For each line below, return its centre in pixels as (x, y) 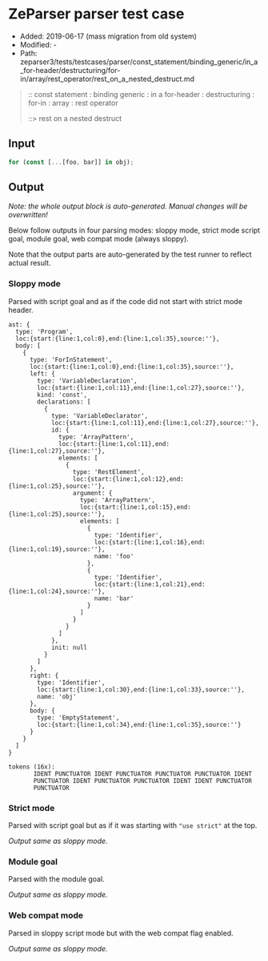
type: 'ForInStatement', (71, 359)
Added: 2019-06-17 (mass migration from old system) (108, 36)
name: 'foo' (114, 556)
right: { (44, 675)
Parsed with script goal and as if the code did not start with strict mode (125, 301)
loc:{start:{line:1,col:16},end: (150, 542)
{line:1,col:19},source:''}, (57, 549)
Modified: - (38, 44)
